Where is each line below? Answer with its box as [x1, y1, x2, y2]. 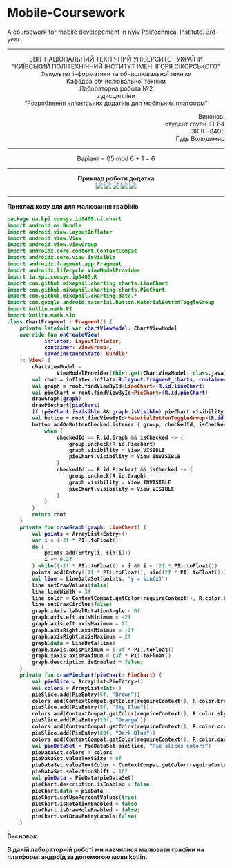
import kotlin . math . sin [7, 312, 76, 319]
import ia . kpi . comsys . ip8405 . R [7, 273, 97, 281]
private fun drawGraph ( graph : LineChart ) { [19, 524, 147, 531]
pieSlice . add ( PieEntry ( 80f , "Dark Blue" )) [32, 729, 156, 737]
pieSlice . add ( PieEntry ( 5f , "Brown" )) [32, 691, 140, 698]
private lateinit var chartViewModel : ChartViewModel [19, 325, 177, 332]
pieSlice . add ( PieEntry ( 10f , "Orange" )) [32, 717, 147, 724]
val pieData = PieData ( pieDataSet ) [32, 775, 135, 782]
